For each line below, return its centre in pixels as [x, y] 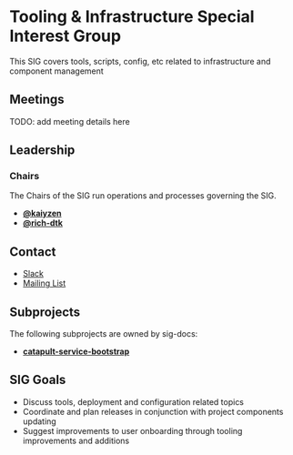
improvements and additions [76, 440]
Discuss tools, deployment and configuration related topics [133, 401]
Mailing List [44, 283]
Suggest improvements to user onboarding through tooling [132, 430]
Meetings [37, 100]
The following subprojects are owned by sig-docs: [104, 334]
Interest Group [65, 36]
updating [39, 421]
